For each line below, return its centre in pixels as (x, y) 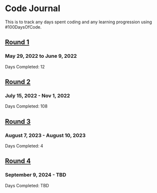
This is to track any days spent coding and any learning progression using (78, 22)
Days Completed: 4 (24, 146)
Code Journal (33, 8)
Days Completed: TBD (27, 185)
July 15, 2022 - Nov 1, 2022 (37, 96)
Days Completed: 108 (26, 106)
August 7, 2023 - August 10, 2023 (45, 135)
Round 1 (17, 42)
